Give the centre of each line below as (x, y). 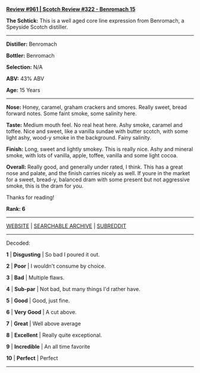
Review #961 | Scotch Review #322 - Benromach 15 (71, 9)
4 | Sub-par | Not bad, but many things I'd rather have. (74, 289)
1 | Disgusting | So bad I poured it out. (53, 255)
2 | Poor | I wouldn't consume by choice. (56, 266)
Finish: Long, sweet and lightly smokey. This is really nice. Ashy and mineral (100, 149)
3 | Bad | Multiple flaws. (35, 277)
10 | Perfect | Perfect (32, 358)
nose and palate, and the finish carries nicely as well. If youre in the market (98, 173)
